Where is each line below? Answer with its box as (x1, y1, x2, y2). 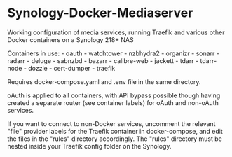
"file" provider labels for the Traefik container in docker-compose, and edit (7, 127, 223, 135)
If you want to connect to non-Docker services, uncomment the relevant (7, 119, 216, 128)
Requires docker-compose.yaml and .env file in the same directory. (7, 77, 201, 86)
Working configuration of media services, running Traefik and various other (7, 28, 225, 36)
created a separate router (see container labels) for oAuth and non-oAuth (7, 98, 219, 107)
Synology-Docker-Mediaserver (7, 5, 193, 21)
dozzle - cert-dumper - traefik (27, 64, 116, 72)
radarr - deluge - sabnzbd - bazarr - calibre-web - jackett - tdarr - (7, 56, 199, 64)
